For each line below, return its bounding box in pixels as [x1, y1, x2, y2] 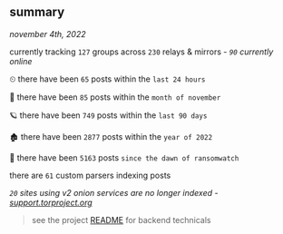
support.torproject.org [9, 197, 93, 208]
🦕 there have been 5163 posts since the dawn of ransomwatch [9, 151, 239, 163]
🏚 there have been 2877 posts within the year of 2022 [9, 131, 213, 141]
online [9, 55, 33, 66]
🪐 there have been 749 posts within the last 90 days [9, 110, 208, 121]
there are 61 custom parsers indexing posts [9, 170, 171, 180]
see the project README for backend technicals [31, 214, 211, 225]
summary [9, 5, 65, 20]
